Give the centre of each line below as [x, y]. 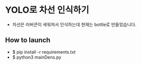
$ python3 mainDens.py [37, 57]
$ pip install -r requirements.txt [44, 52]
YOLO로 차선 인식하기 [47, 10]
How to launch [28, 40]
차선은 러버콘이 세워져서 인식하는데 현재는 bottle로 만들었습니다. [74, 24]
